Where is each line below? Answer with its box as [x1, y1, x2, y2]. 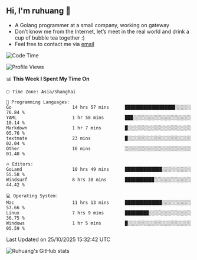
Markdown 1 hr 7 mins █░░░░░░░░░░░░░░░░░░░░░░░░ [6, 125, 192, 131]
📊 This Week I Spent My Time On [6, 75, 90, 82]
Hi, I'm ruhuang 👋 [6, 6, 71, 16]
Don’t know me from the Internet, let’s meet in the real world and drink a [14, 28, 190, 35]
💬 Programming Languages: [6, 99, 70, 105]
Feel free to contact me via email [14, 40, 94, 47]
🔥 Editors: [6, 161, 34, 167]
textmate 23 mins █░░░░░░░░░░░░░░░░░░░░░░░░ [6, 135, 192, 141]
